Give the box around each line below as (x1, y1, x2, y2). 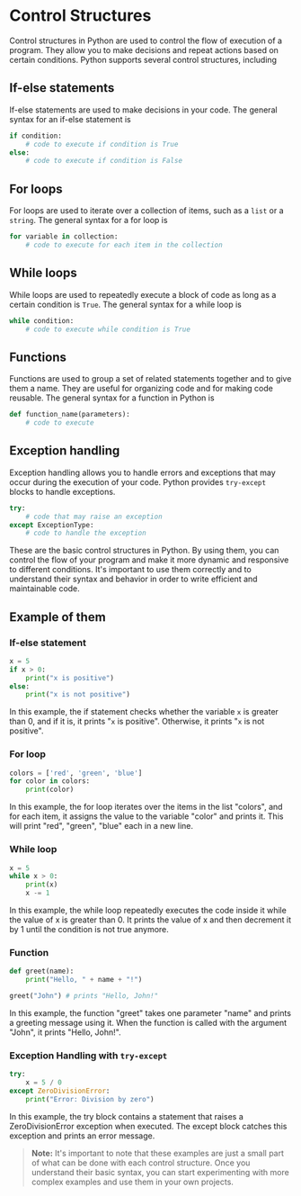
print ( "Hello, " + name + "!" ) (25, 976, 143, 985)
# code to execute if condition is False (25, 157, 182, 166)
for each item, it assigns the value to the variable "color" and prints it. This (9, 811, 284, 822)
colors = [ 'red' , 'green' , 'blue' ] (9, 769, 143, 778)
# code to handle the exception (25, 528, 146, 538)
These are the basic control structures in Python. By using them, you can (9, 545, 279, 556)
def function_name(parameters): (9, 410, 130, 419)
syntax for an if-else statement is (9, 113, 132, 124)
